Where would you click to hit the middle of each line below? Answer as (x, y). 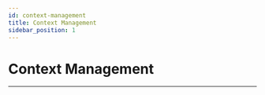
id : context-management (47, 15)
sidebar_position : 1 (42, 30)
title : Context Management (52, 23)
